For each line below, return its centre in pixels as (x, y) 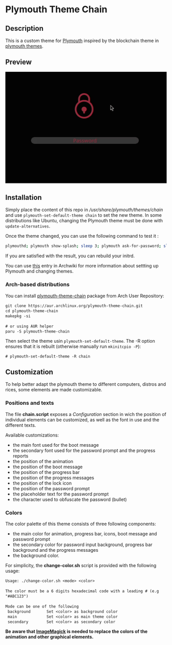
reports (20, 456)
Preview (19, 62)
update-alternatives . (28, 226)
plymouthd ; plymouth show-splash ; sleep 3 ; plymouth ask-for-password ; (83, 246)
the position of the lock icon (42, 483)
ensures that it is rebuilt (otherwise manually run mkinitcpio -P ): (73, 346)
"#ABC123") (17, 596)
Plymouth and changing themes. (39, 271)
